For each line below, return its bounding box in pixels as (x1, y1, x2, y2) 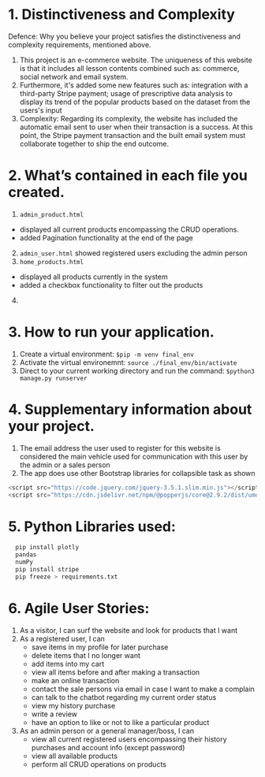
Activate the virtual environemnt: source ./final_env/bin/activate (19, 357, 237, 367)
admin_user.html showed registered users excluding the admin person (19, 248, 248, 258)
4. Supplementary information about (8, 400, 252, 418)
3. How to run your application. (8, 323, 215, 341)
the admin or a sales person (19, 459, 110, 470)
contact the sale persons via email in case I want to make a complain (31, 684, 255, 693)
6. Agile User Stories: (8, 600, 150, 617)
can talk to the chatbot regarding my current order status (31, 692, 217, 702)
